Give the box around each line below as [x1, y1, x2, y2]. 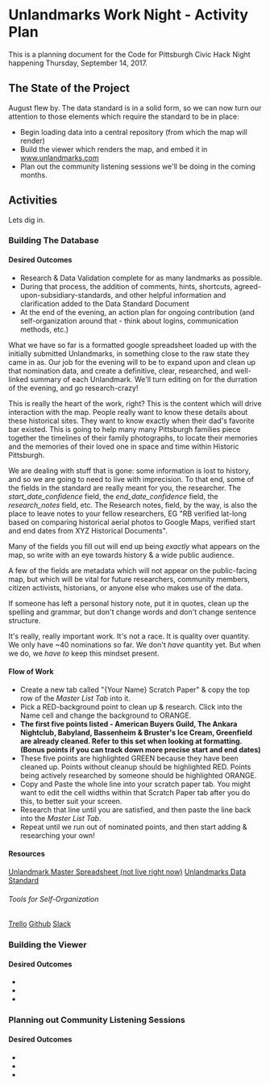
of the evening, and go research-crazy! [8, 383, 139, 392]
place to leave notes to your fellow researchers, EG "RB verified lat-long [8, 509, 247, 518]
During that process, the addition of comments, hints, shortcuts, [19, 281, 233, 291]
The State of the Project [8, 82, 131, 95]
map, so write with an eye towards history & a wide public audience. [8, 550, 235, 559]
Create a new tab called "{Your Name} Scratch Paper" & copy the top [19, 685, 250, 694]
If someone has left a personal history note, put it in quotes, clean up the [8, 598, 250, 608]
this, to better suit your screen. [19, 796, 123, 806]
